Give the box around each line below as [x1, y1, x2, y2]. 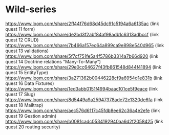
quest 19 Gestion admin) [5, 112, 57, 119]
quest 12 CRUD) [5, 37, 39, 43]
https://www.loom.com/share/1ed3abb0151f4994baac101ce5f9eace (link [5, 85, 158, 92]
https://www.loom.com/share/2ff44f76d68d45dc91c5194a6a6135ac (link [5, 20, 159, 27]
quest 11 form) [5, 26, 35, 32]
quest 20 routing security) [5, 124, 60, 130]
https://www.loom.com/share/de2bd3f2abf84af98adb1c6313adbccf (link [5, 31, 159, 37]
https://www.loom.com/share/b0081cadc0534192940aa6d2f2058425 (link [5, 118, 163, 124]
